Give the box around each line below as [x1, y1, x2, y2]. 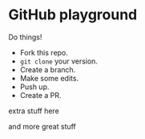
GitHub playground [8, 6, 138, 24]
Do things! [8, 32, 42, 42]
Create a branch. [19, 64, 76, 74]
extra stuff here [8, 106, 60, 116]
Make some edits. [19, 73, 79, 83]
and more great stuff [8, 121, 76, 131]
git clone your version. [19, 56, 99, 66]
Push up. [19, 82, 50, 92]
